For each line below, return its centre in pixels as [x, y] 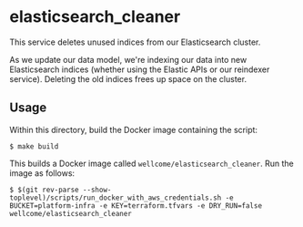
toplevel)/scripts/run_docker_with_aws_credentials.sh [116, 198]
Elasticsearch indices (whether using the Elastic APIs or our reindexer [140, 69]
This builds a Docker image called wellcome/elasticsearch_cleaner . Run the [151, 163]
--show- [97, 190]
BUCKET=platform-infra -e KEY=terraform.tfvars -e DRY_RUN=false [136, 206]
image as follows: [42, 173]
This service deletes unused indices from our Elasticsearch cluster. [135, 42]
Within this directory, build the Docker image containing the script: [133, 129]
